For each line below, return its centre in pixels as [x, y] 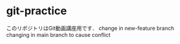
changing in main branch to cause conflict [58, 34]
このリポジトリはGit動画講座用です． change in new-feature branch [90, 28]
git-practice [37, 11]
